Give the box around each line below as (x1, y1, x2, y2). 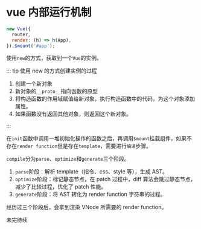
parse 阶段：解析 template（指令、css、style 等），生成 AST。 (14, 168, 168, 175)
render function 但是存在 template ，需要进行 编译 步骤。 (17, 143, 152, 150)
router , (11, 31, 31, 37)
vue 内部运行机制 (6, 5, 92, 19)
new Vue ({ (6, 25, 31, 32)
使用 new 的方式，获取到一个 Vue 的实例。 (6, 54, 102, 62)
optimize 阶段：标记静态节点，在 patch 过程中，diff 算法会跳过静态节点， (14, 176, 196, 183)
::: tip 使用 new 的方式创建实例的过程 (6, 67, 98, 74)
